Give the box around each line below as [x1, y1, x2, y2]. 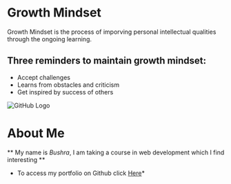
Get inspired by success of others [17, 88, 114, 96]
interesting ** [7, 155, 46, 163]
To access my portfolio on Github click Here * [17, 169, 145, 177]
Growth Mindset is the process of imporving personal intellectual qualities [7, 28, 217, 36]
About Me [7, 125, 65, 141]
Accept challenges [17, 73, 71, 81]
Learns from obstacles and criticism [17, 81, 119, 89]
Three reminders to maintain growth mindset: [7, 55, 207, 67]
